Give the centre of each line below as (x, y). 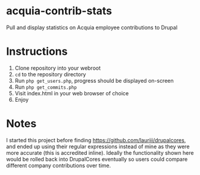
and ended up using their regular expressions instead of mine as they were (98, 146)
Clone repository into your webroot (58, 68)
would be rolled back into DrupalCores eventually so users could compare (97, 159)
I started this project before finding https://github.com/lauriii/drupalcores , (96, 140)
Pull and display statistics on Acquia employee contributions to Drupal (92, 27)
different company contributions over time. (59, 165)
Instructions (37, 51)
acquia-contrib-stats (59, 11)
